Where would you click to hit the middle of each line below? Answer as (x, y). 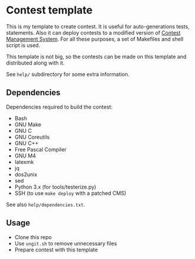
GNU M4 (25, 156)
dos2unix (26, 174)
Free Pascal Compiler (41, 149)
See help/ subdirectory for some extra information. (68, 74)
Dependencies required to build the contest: (59, 107)
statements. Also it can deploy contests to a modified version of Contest (93, 32)
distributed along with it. (35, 63)
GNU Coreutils (32, 137)
